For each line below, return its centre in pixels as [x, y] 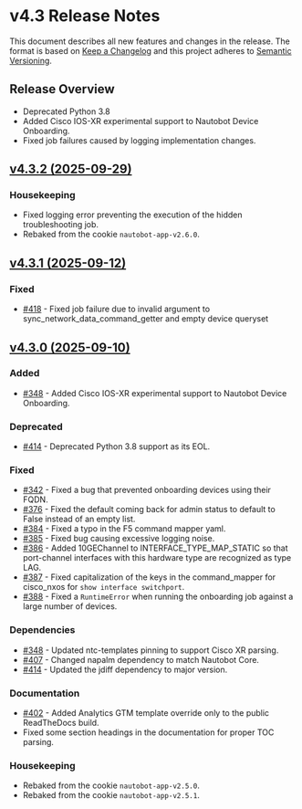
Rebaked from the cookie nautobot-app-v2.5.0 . [111, 785]
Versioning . [31, 60]
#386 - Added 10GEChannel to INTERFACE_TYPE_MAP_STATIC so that [156, 548]
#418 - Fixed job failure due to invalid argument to [116, 309]
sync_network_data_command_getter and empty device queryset [146, 319]
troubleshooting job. [60, 225]
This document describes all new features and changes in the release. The [150, 41]
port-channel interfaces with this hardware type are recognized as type [157, 558]
